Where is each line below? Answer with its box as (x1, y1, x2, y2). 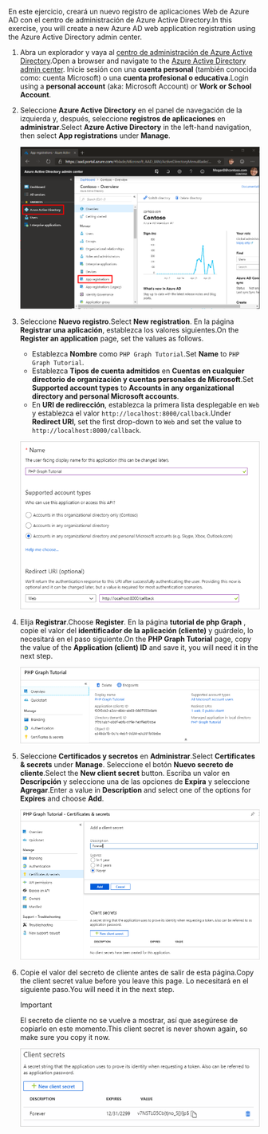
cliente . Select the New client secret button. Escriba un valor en (19, 769, 230, 778)
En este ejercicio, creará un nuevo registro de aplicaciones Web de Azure (8, 7, 250, 16)
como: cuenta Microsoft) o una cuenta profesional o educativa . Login (19, 73, 249, 82)
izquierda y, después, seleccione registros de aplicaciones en (19, 114, 226, 123)
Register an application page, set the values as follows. (19, 333, 204, 343)
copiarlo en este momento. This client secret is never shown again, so (19, 1024, 248, 1034)
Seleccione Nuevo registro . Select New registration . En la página (19, 317, 235, 326)
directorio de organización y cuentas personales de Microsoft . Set (31, 374, 254, 384)
